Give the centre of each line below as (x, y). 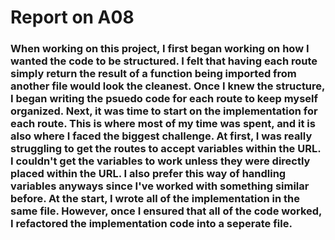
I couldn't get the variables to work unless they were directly (160, 161)
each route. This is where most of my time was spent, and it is (163, 124)
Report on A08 (72, 17)
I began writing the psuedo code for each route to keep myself (164, 99)
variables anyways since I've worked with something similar (160, 186)
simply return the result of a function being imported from (153, 74)
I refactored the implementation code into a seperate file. (151, 224)
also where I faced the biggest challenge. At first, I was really (161, 136)
